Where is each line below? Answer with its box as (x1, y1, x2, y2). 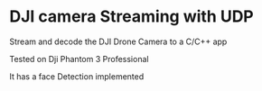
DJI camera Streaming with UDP (9, 6, 255, 27)
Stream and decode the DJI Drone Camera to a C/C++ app (9, 36, 228, 47)
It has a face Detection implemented (9, 70, 145, 82)
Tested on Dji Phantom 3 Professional (9, 53, 149, 64)
